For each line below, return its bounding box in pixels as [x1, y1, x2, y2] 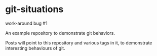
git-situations [5, 4, 64, 15]
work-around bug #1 [5, 20, 48, 26]
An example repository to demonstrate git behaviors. [5, 30, 115, 36]
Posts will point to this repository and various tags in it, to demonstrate [5, 39, 152, 46]
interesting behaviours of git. [5, 45, 65, 51]
